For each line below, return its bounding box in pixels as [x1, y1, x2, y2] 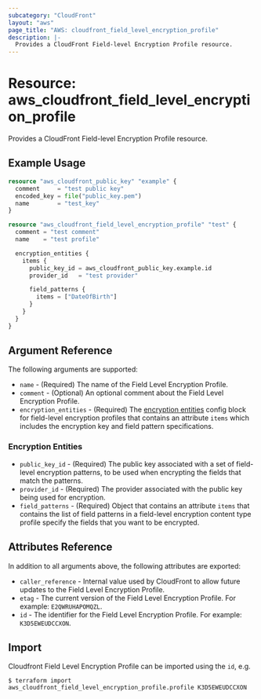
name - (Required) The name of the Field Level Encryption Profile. [19, 380, 229, 390]
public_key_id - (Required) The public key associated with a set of [19, 459, 235, 468]
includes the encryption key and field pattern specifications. [19, 422, 214, 431]
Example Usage [8, 156, 86, 170]
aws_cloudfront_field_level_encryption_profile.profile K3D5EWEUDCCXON [8, 684, 247, 692]
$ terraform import [8, 677, 72, 685]
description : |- [8, 33, 61, 42]
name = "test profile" [15, 236, 100, 243]
